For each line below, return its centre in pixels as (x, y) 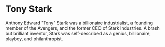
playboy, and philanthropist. (34, 39)
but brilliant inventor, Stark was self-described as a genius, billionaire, (78, 33)
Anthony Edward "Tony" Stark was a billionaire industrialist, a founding (79, 23)
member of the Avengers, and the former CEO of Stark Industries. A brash (82, 28)
